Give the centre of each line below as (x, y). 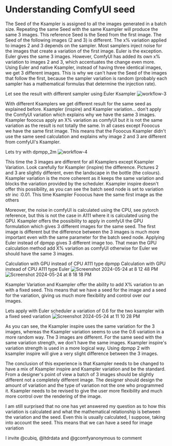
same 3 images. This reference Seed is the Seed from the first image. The (83, 34)
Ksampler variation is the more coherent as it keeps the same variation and (84, 178)
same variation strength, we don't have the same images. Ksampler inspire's (86, 342)
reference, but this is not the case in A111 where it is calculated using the (82, 215)
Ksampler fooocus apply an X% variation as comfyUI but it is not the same (84, 120)
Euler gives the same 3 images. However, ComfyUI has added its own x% (83, 56)
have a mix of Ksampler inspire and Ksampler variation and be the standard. (85, 369)
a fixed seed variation (28, 316)
